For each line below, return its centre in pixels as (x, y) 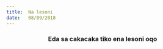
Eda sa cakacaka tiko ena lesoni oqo (103, 39)
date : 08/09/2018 (31, 18)
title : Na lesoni (30, 12)
